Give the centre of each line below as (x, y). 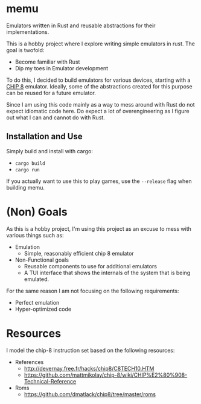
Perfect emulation (37, 302)
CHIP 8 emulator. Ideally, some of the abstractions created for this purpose (99, 86)
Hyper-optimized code (43, 309)
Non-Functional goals (42, 260)
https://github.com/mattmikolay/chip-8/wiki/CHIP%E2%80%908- (106, 375)
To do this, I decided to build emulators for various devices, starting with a (98, 80)
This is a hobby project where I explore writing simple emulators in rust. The (101, 44)
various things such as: (35, 235)
